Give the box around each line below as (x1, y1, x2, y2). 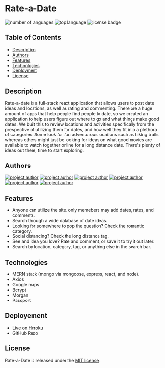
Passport (12, 298, 31, 303)
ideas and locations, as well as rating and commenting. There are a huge (5, 105, 153, 111)
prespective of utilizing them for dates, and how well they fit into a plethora (5, 126, 157, 132)
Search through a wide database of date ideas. (12, 218, 107, 224)
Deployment (12, 67, 37, 73)
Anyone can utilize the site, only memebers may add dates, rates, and (12, 207, 154, 213)
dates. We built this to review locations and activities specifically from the (5, 121, 154, 127)
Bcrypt (12, 287, 26, 293)
